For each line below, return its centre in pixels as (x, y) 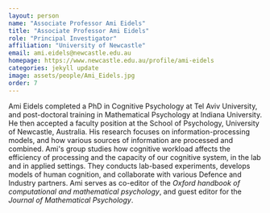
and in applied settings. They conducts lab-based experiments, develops (129, 166)
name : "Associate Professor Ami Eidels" (77, 23)
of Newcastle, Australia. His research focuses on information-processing (129, 131)
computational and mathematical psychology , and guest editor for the (125, 191)
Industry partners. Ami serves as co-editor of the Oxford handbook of (124, 182)
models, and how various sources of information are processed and (121, 140)
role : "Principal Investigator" (62, 38)
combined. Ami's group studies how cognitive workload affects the (120, 149)
